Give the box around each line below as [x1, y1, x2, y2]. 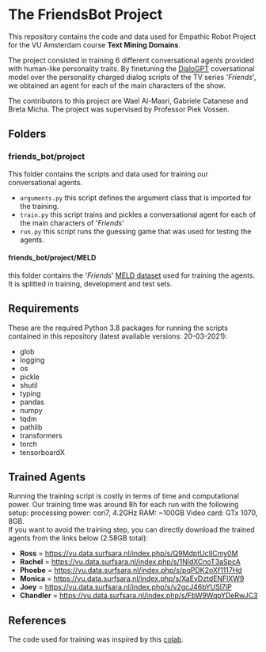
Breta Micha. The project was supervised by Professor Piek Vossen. [8, 104, 230, 114]
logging [19, 354, 45, 365]
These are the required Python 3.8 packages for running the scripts [8, 323, 228, 332]
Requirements [8, 302, 79, 316]
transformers [19, 430, 63, 440]
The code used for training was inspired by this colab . [8, 635, 184, 644]
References [8, 613, 66, 627]
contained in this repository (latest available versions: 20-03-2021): [8, 331, 228, 341]
